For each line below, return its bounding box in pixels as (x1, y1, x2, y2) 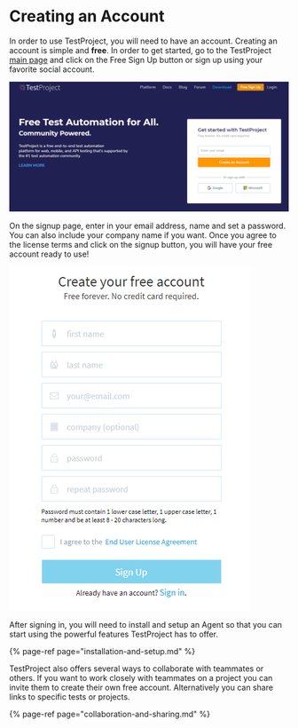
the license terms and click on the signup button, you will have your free (9, 240, 273, 250)
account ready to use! (9, 249, 90, 259)
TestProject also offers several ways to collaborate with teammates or (9, 663, 264, 674)
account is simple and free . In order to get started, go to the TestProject (9, 44, 272, 55)
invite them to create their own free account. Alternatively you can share (9, 682, 273, 693)
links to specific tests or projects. (9, 692, 130, 702)
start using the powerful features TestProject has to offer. (9, 629, 219, 640)
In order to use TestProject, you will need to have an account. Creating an (9, 36, 278, 46)
